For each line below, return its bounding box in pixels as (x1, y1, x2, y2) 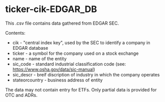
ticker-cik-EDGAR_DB (5, 4, 97, 15)
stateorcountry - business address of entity (12, 77, 103, 83)
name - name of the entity (12, 55, 67, 61)
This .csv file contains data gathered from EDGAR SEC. (5, 20, 119, 26)
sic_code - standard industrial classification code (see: (12, 61, 126, 67)
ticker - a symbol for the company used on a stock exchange (12, 50, 139, 56)
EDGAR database (12, 45, 49, 51)
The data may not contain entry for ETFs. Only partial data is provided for (5, 86, 157, 92)
